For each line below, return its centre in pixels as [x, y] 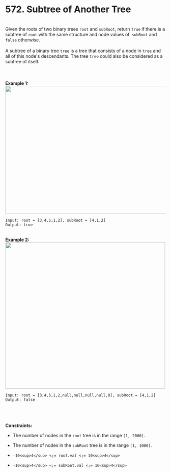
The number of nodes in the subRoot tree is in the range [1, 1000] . [82, 445]
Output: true [19, 225]
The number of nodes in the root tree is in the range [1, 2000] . [79, 435]
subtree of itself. [22, 61]
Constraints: [19, 425]
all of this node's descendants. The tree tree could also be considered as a [84, 56]
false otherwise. [23, 40]
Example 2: [17, 240]
